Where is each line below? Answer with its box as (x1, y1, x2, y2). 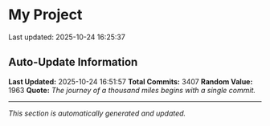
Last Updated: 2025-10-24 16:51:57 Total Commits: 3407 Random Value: (8, 76, 253, 86)
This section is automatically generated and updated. (8, 108, 186, 118)
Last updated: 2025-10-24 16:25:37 (8, 32, 126, 42)
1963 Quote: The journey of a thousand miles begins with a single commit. (8, 85, 256, 95)
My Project (8, 6, 83, 24)
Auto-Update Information (8, 55, 138, 69)
